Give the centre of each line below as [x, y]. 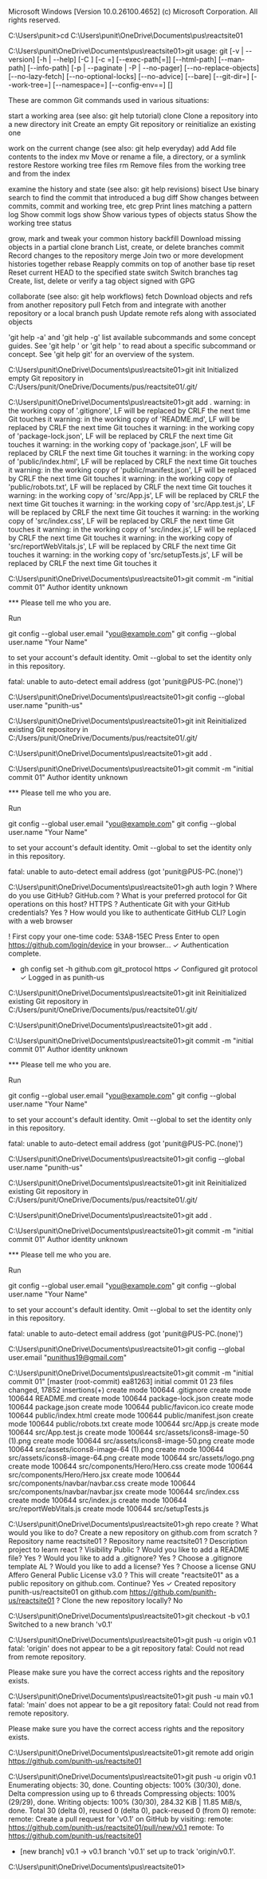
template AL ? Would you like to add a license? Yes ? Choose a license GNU [132, 1566]
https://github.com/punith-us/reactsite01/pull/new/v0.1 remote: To [116, 1828]
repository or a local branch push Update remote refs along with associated [132, 313]
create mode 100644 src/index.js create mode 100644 [98, 1500]
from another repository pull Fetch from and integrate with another [118, 305]
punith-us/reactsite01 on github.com [68, 1592]
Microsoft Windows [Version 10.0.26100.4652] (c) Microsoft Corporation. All [133, 12]
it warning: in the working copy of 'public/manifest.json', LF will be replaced [132, 470]
